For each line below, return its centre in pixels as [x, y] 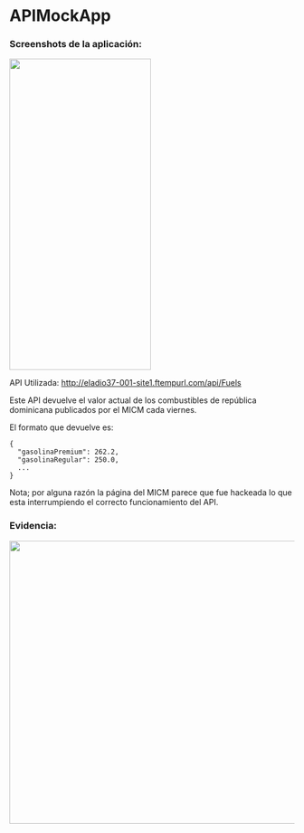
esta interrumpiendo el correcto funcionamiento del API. [114, 503]
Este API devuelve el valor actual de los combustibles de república [133, 400]
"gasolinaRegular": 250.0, [68, 460]
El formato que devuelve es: [62, 427]
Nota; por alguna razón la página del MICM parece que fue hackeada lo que [151, 493]
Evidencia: [33, 526]
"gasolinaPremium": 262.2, [68, 452]
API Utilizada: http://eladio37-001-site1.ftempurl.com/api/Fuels [125, 383]
